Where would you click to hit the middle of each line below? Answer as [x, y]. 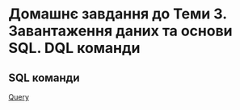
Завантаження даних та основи [120, 31]
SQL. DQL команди [74, 48]
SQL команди [44, 77]
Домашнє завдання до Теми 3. [118, 14]
